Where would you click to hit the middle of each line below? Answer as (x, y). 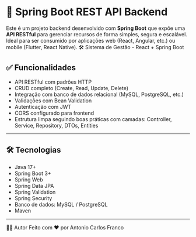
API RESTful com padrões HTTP (53, 82)
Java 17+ (25, 167)
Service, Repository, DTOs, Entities (56, 125)
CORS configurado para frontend (54, 113)
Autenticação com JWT (43, 107)
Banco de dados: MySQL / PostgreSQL (61, 204)
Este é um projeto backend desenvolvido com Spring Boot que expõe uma (96, 28)
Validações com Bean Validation (53, 100)
